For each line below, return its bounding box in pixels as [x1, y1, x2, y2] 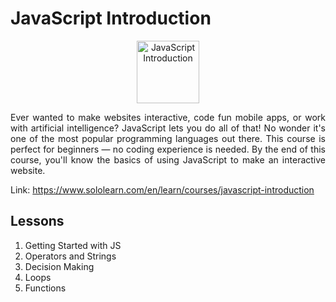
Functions [24, 282, 67, 294]
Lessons [10, 213, 65, 230]
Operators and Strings [24, 250, 117, 262]
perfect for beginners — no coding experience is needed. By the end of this [10, 143, 326, 155]
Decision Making [24, 260, 95, 272]
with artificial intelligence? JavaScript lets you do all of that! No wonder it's [10, 122, 326, 134]
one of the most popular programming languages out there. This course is [10, 132, 326, 144]
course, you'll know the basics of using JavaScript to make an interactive [10, 153, 326, 166]
